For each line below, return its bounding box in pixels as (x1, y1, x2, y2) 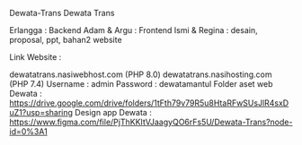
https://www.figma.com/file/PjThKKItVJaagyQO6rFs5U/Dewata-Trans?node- (9, 116, 293, 127)
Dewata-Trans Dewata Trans (9, 8, 115, 18)
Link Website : (9, 52, 62, 62)
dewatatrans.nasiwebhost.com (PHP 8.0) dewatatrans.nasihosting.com (9, 69, 272, 80)
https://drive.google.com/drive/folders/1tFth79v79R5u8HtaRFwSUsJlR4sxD (9, 98, 289, 108)
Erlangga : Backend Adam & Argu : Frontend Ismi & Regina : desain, (9, 25, 258, 35)
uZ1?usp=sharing (9, 107, 74, 117)
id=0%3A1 (9, 126, 48, 137)
